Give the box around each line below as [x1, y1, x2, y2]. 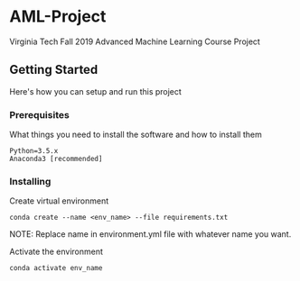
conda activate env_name [9, 264, 103, 273]
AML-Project [9, 6, 107, 27]
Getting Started [9, 62, 98, 77]
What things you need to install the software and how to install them [9, 129, 262, 140]
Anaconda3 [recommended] [9, 155, 103, 164]
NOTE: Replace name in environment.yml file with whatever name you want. [9, 229, 292, 240]
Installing [9, 175, 52, 187]
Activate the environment [9, 246, 104, 258]
